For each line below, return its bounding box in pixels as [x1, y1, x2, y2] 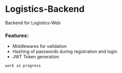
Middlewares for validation [12, 43, 67, 49]
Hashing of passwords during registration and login [12, 48, 118, 55]
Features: [5, 32, 29, 39]
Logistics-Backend [5, 3, 85, 15]
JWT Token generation [12, 54, 60, 60]
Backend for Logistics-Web [5, 20, 61, 26]
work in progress [5, 63, 41, 69]
